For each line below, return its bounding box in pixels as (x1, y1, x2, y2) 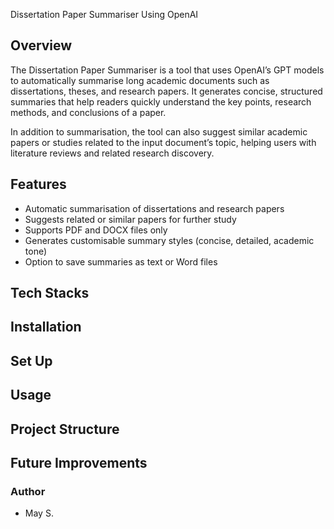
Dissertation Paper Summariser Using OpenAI (10, 9, 199, 20)
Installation (10, 319, 82, 336)
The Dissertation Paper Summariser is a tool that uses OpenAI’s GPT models (10, 64, 325, 76)
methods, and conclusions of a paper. (10, 106, 167, 118)
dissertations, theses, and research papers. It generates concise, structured (10, 85, 323, 97)
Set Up (10, 352, 53, 369)
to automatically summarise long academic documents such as (10, 74, 270, 86)
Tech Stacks (10, 285, 90, 302)
